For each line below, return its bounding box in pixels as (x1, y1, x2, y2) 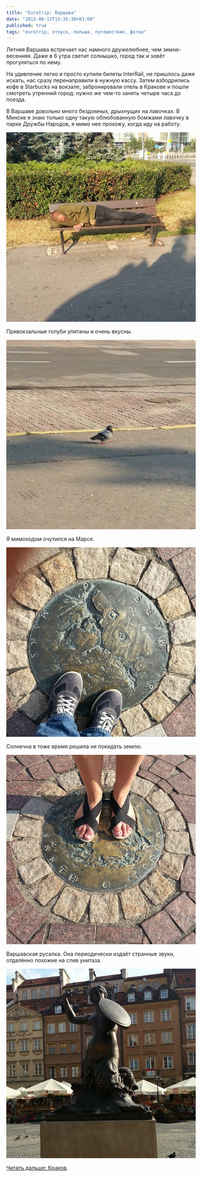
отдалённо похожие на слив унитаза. (6, 957, 102, 964)
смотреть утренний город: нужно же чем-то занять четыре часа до (6, 90, 182, 97)
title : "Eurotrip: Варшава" (6, 10, 77, 16)
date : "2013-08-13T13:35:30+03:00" (6, 16, 96, 22)
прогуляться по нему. (6, 59, 62, 66)
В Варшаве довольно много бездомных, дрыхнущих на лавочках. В (6, 108, 180, 115)
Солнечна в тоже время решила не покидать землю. (6, 743, 142, 750)
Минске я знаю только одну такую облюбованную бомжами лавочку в (6, 114, 189, 121)
